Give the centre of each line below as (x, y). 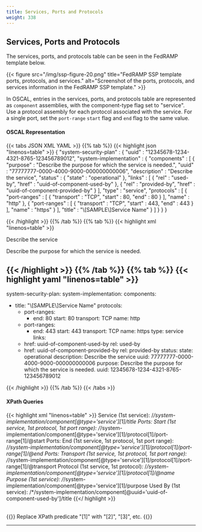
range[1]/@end (25, 454)
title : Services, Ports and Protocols (55, 12)
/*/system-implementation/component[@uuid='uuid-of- (99, 492)
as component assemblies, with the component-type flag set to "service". (96, 106)
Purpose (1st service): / (35, 479)
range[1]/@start (26, 440)
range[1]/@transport (32, 466)
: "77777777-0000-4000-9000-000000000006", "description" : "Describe (99, 171)
